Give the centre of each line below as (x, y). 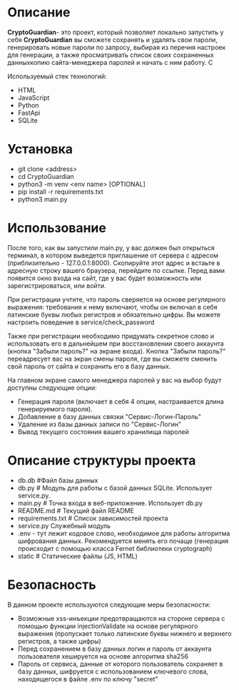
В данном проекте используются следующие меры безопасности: (109, 604)
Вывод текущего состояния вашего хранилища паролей (103, 431)
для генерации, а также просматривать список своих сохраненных (111, 55)
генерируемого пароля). (55, 409)
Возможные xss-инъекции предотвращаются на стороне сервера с (121, 618)
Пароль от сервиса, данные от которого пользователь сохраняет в (120, 664)
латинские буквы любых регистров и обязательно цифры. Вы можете (114, 314)
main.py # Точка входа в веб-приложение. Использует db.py (110, 503)
